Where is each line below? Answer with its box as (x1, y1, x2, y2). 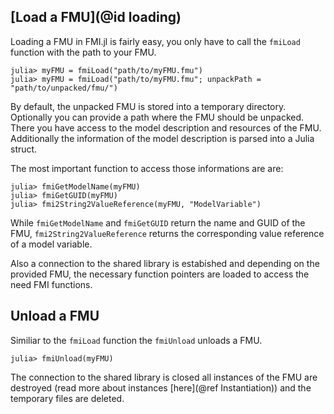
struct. (10, 143, 38, 155)
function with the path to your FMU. (10, 46, 157, 58)
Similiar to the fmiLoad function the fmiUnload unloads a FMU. (10, 334, 263, 346)
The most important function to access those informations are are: (10, 162, 284, 174)
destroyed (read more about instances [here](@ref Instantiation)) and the (10, 381, 312, 394)
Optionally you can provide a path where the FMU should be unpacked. (10, 111, 305, 123)
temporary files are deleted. (10, 392, 125, 404)
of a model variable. (10, 238, 93, 250)
